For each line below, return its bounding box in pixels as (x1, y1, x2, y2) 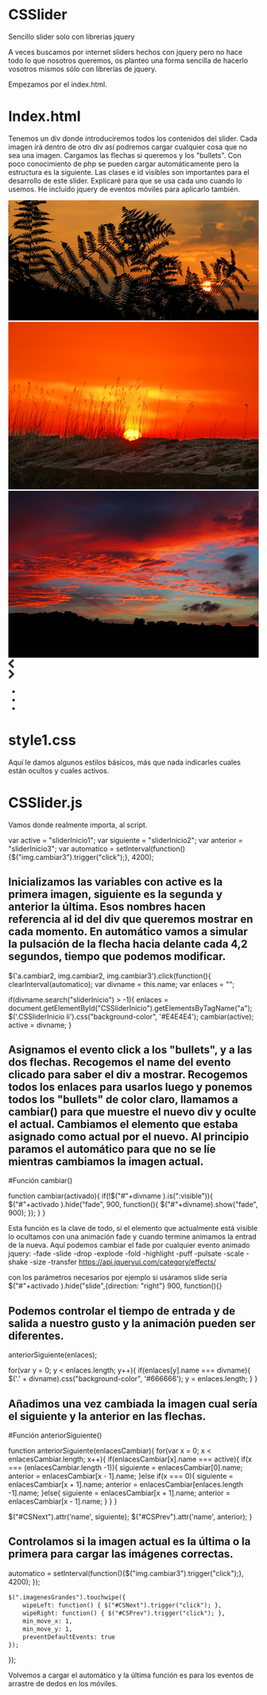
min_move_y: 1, (22, 1625, 73, 1633)
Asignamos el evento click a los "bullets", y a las (8, 1043, 253, 1057)
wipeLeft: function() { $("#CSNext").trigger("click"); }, (22, 1601, 222, 1609)
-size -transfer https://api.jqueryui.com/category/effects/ (29, 1257, 217, 1267)
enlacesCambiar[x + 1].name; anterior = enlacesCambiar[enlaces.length (8, 1480, 244, 1489)
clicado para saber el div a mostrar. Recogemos (8, 1068, 249, 1082)
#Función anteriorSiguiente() (8, 1430, 103, 1440)
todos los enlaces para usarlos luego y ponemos (8, 1081, 253, 1094)
